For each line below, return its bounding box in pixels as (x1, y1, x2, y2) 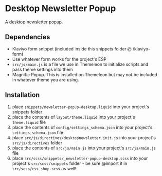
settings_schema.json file (12, 129, 64, 135)
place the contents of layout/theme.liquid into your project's (12, 114, 135, 120)
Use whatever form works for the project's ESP (12, 56, 107, 62)
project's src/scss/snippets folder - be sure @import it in (12, 160, 127, 166)
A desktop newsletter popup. (5, 19, 63, 25)
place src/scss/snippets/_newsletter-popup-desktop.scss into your (12, 155, 148, 161)
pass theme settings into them (12, 66, 73, 72)
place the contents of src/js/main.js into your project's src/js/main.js (12, 145, 156, 151)
